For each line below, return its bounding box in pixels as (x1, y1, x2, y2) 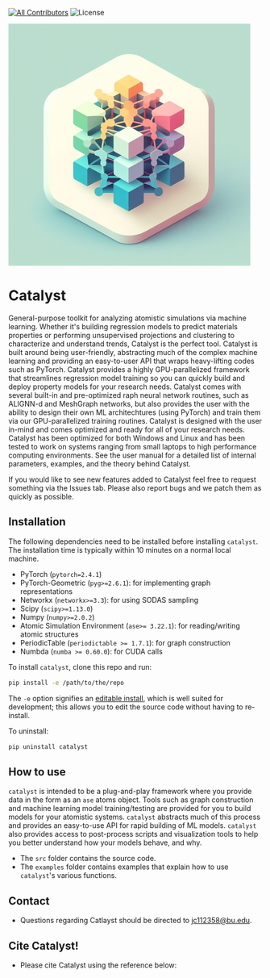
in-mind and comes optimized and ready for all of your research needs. (8, 424, 245, 434)
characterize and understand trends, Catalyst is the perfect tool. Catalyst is (8, 339, 258, 349)
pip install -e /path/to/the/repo (8, 679, 125, 687)
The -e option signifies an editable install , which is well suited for (8, 693, 224, 703)
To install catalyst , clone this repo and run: (8, 662, 152, 671)
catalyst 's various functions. (19, 871, 117, 880)
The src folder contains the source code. (19, 854, 156, 863)
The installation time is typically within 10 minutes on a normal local (8, 545, 231, 554)
